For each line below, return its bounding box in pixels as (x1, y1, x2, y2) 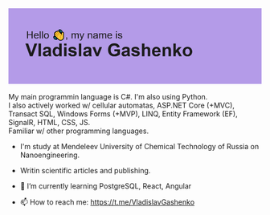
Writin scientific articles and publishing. (19, 166, 151, 176)
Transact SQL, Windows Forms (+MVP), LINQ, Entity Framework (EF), (8, 109, 239, 119)
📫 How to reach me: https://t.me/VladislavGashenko (19, 197, 195, 207)
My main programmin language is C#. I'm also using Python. (8, 92, 208, 102)
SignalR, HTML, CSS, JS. (8, 118, 91, 128)
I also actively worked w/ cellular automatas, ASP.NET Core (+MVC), (8, 100, 235, 111)
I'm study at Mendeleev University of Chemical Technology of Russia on (19, 142, 260, 152)
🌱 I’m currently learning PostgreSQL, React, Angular (19, 181, 192, 191)
